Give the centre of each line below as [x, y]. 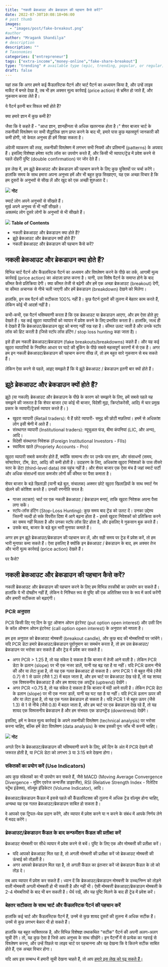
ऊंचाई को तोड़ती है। [28, 860]
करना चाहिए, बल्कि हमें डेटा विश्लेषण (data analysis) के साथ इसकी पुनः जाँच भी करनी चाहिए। [81, 726]
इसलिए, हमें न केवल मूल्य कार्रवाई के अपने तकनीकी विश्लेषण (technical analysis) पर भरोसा [80, 720]
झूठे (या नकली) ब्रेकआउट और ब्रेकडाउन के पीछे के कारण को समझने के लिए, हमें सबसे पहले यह [79, 397]
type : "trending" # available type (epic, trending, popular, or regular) [85, 66]
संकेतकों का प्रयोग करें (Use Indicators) [45, 766]
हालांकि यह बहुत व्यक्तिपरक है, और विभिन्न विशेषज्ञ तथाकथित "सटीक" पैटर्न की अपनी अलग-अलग [81, 932]
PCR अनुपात [18, 612]
